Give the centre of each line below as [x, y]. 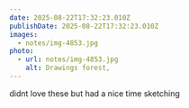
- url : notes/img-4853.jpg [68, 59]
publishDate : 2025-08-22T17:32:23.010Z [84, 26]
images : [24, 34]
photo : [22, 51]
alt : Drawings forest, [68, 68]
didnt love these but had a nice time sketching [94, 93]
